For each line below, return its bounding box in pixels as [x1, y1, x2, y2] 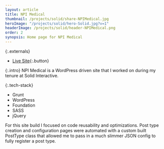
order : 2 [5, 30, 23, 35]
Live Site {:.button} [12, 58, 49, 64]
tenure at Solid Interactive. [5, 73, 59, 78]
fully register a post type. [5, 138, 56, 144]
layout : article [5, 7, 38, 12]
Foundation [12, 102, 35, 108]
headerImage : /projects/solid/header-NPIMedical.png [5, 26, 116, 31]
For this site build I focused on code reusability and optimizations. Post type [5, 122, 159, 128]
